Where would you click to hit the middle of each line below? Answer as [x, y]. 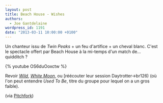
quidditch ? [16, 57]
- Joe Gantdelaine [28, 23]
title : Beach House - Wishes [35, 14]
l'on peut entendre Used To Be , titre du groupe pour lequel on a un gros [77, 81]
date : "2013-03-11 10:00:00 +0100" [41, 32]
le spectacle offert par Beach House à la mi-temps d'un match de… [73, 51]
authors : [14, 19]
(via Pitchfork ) [19, 96]
